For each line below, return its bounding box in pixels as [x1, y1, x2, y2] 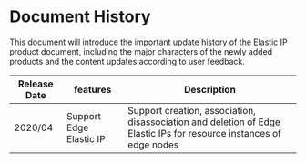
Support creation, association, [127, 104, 257, 117]
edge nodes [127, 138, 179, 151]
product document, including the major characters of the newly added [9, 46, 273, 56]
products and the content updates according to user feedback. [9, 56, 246, 66]
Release [17, 77, 54, 90]
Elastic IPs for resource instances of [127, 127, 282, 139]
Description [183, 83, 237, 96]
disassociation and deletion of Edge [127, 116, 280, 128]
